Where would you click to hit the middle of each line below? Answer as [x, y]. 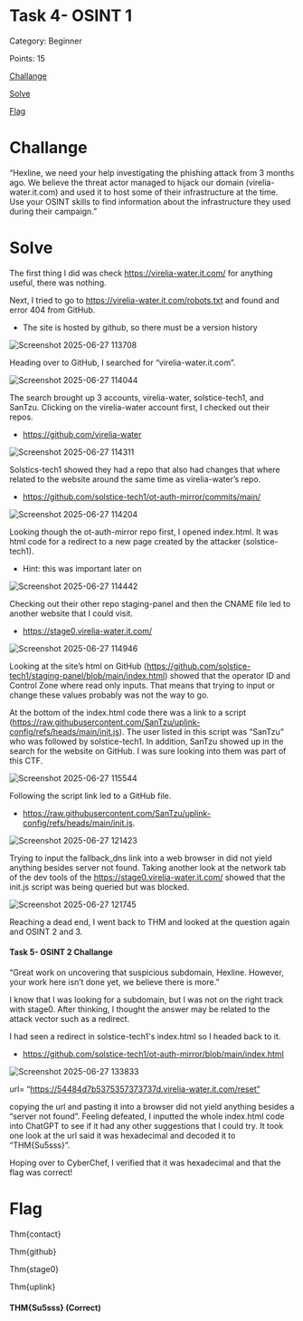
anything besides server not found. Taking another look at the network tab [148, 867]
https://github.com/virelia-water [82, 434]
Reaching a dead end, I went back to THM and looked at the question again [150, 921]
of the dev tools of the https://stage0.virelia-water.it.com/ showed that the [147, 877]
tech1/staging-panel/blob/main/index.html [87, 675]
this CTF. [26, 760]
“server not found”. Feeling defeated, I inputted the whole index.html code [147, 1116]
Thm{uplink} [33, 1287]
